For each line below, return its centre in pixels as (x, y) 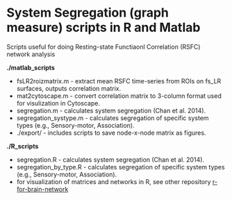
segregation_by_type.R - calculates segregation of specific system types (121, 167)
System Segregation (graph (88, 13)
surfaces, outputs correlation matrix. (69, 88)
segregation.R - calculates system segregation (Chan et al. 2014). (110, 159)
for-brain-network (42, 189)
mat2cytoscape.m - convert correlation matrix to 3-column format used (119, 96)
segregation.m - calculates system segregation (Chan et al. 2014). (111, 110)
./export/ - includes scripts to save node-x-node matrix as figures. (111, 133)
